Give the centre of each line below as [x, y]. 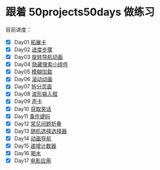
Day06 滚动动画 [33, 79]
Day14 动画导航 [33, 138]
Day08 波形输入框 [36, 94]
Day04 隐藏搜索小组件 [41, 64]
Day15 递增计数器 [35, 146]
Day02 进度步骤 [33, 50]
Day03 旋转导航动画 [38, 57]
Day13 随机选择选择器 [40, 131]
